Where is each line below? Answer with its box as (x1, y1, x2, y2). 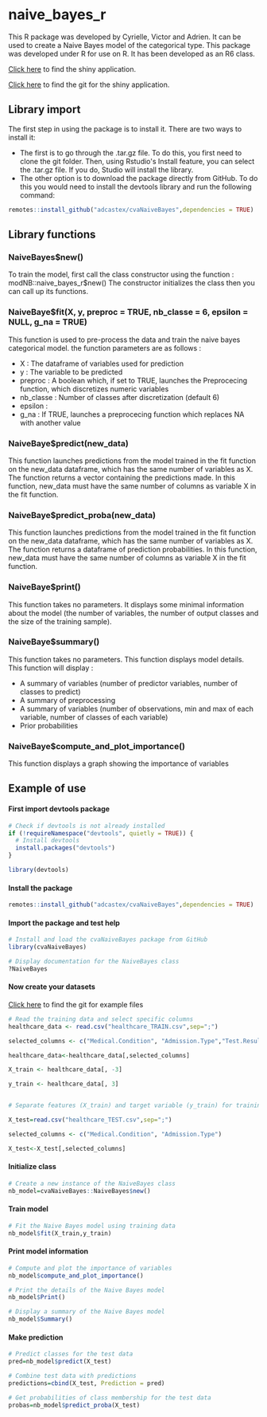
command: (19, 190, 56, 200)
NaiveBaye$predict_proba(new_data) (8, 509, 157, 520)
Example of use (8, 782, 87, 795)
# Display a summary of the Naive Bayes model (8, 1308, 165, 1316)
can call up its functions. (8, 287, 89, 296)
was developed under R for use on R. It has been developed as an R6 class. (8, 49, 256, 58)
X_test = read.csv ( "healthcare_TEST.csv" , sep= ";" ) (8, 1116, 172, 1125)
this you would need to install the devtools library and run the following (19, 182, 252, 191)
